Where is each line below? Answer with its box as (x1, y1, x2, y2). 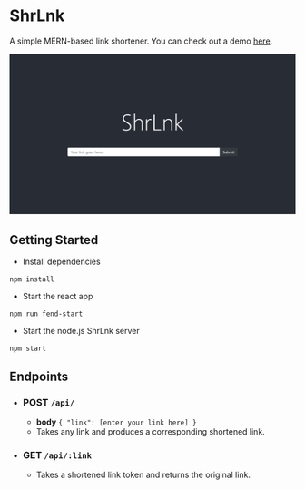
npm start (9, 344, 47, 354)
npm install (9, 275, 54, 284)
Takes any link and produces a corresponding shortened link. (35, 425, 265, 436)
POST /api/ (22, 396, 75, 408)
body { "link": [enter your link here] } (35, 416, 197, 427)
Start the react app (22, 291, 93, 302)
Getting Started (9, 232, 99, 248)
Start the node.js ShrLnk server (22, 326, 141, 337)
